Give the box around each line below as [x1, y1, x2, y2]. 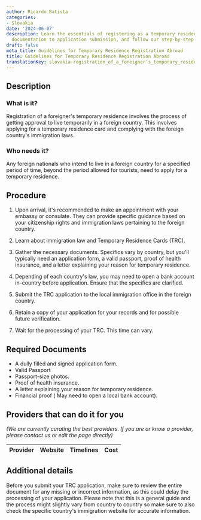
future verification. [14, 315, 61, 322]
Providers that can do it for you [6, 409, 124, 419]
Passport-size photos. [14, 373, 70, 380]
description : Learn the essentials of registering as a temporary [6, 31, 175, 37]
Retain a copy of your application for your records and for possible [14, 309, 179, 316]
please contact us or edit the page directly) [6, 431, 113, 439]
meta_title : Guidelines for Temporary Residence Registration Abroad [6, 48, 184, 54]
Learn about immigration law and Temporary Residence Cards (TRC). [14, 237, 185, 244]
